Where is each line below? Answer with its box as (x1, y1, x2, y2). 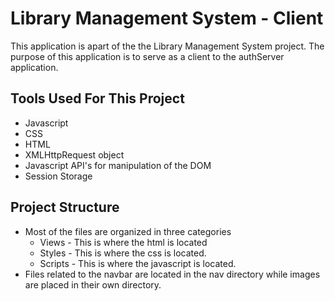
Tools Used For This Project (10, 90, 185, 107)
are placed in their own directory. (24, 278, 162, 291)
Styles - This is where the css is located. (39, 247, 207, 259)
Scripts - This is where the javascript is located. (39, 257, 237, 269)
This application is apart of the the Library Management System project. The (10, 40, 325, 52)
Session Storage (24, 170, 93, 182)
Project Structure (10, 199, 120, 216)
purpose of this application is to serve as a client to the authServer (10, 50, 285, 62)
